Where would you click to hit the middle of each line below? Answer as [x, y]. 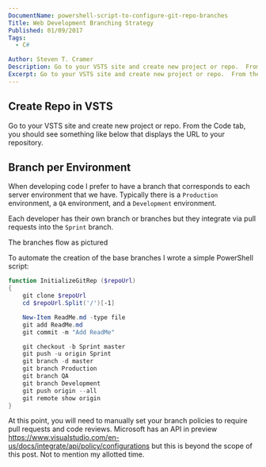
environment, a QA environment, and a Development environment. [112, 203]
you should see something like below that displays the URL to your [117, 134]
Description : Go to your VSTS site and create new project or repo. [123, 67]
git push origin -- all [60, 391]
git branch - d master [58, 361]
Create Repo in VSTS [61, 107]
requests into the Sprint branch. [61, 227]
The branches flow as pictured [58, 242]
